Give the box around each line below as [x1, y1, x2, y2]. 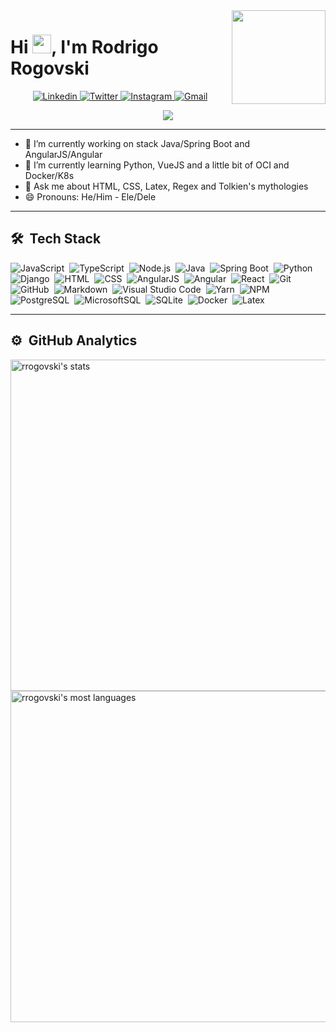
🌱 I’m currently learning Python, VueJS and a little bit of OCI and [24, 159, 290, 171]
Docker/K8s [24, 169, 75, 181]
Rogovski [10, 57, 90, 80]
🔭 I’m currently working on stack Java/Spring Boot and [24, 137, 251, 149]
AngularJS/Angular [24, 148, 103, 160]
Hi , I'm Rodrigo [10, 36, 159, 59]
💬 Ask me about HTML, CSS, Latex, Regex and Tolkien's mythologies [24, 180, 309, 192]
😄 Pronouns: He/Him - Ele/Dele [24, 190, 157, 203]
